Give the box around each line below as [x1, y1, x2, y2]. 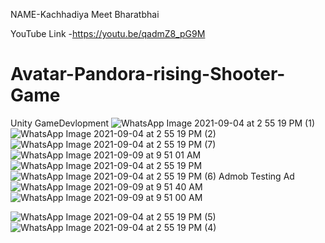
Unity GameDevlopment [10, 117, 110, 129]
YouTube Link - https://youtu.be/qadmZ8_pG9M [10, 28, 206, 39]
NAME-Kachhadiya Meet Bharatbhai [10, 9, 160, 20]
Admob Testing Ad [218, 170, 295, 182]
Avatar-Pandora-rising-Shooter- [10, 63, 286, 86]
